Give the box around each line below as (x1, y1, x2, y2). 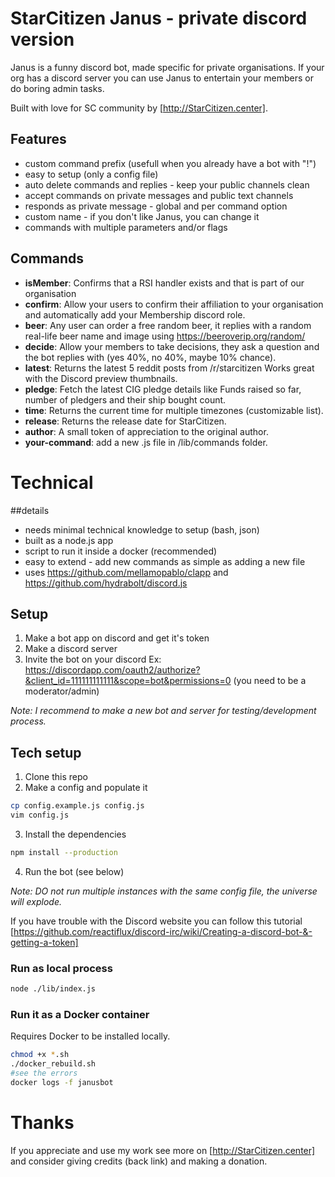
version (10, 28, 75, 51)
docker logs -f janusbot (10, 1077, 114, 1087)
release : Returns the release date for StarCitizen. (24, 415, 227, 427)
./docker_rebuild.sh (10, 1059, 97, 1069)
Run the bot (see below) (24, 865, 125, 877)
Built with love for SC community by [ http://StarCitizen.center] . (10, 102, 268, 114)
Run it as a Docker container (10, 1007, 150, 1021)
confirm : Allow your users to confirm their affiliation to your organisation (24, 298, 324, 310)
